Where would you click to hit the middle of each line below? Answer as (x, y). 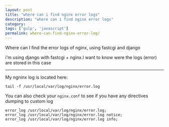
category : (16, 24)
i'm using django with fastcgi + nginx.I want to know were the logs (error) (81, 57)
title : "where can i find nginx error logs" (53, 15)
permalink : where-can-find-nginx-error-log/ (53, 33)
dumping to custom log (29, 101)
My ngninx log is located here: (36, 77)
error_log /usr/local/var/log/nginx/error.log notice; (64, 115)
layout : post (19, 10)
